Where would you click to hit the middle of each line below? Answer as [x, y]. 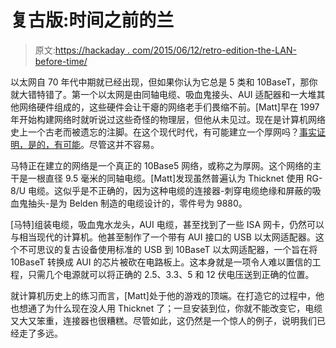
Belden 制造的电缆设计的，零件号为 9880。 [158, 203]
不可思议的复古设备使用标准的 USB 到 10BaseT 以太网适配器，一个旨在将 [168, 249]
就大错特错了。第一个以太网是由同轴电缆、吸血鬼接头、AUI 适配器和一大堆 [163, 94]
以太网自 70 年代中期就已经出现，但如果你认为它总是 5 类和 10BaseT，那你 [164, 82]
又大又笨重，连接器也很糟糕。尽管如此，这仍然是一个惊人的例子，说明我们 [163, 320]
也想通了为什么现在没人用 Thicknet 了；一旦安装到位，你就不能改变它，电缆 [166, 308]
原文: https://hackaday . [82, 50]
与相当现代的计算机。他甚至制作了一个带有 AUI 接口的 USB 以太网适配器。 [163, 237]
